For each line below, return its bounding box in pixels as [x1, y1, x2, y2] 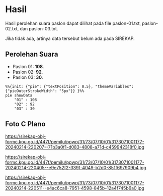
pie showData [5, 92, 33, 98]
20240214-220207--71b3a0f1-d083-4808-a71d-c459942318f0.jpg [5, 144, 144, 150]
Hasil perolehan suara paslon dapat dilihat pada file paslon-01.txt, [5, 20, 141, 26]
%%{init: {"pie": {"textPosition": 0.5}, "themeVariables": [5, 84, 134, 89]
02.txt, [5, 25, 19, 31]
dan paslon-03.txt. [20, 25, 58, 31]
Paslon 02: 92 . [12, 69, 43, 75]
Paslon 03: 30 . [12, 74, 43, 80]
